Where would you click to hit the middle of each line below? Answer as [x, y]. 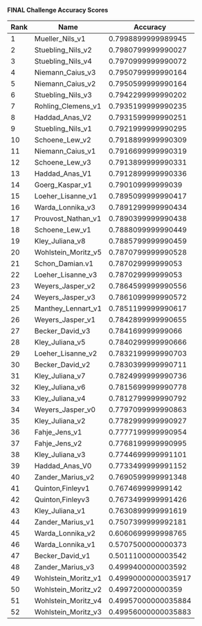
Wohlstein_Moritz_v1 [68, 578]
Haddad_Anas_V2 [63, 117]
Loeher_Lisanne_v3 [66, 275]
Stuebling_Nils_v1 [63, 129]
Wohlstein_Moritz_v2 [68, 589]
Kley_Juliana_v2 [60, 421]
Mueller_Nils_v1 [60, 39]
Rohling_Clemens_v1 [68, 106]
